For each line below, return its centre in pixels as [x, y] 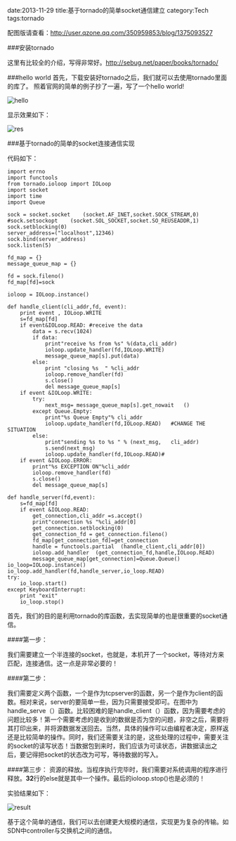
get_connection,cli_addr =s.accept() [87, 516]
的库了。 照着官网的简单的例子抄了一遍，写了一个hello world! [96, 86]
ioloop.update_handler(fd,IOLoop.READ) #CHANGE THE [125, 424]
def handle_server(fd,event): [52, 497]
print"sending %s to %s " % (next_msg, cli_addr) [122, 442]
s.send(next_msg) [70, 448]
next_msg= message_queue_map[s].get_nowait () [117, 405]
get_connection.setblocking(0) [78, 528]
